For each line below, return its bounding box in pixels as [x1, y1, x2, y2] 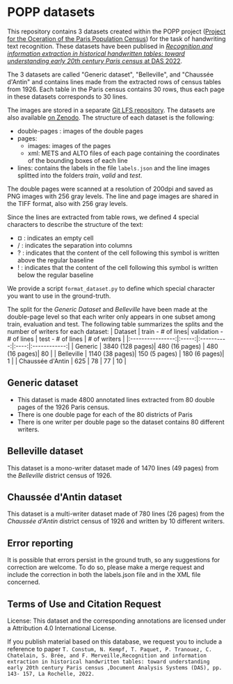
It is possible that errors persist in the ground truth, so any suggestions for [7, 556, 220, 564]
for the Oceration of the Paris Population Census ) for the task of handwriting [7, 34, 226, 42]
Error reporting [7, 537, 74, 549]
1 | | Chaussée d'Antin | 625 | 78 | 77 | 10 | [7, 356, 127, 365]
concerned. [7, 578, 40, 587]
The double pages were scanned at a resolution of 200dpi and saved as [7, 184, 214, 193]
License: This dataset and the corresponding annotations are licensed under [7, 617, 226, 625]
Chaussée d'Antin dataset [7, 491, 122, 503]
